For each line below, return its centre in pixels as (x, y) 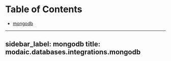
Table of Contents (44, 9)
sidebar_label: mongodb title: (53, 44)
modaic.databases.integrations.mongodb (73, 52)
